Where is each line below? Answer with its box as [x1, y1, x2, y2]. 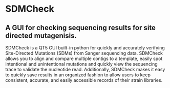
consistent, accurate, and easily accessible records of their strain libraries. [5, 77, 163, 83]
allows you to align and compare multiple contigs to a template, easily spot [5, 55, 163, 62]
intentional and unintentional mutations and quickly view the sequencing [5, 61, 158, 67]
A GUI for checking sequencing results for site [5, 23, 156, 32]
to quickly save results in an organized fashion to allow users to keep [5, 72, 151, 78]
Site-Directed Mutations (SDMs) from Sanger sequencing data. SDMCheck [5, 50, 163, 56]
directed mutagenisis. [5, 31, 77, 40]
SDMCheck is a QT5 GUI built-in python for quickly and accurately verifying [5, 45, 165, 51]
